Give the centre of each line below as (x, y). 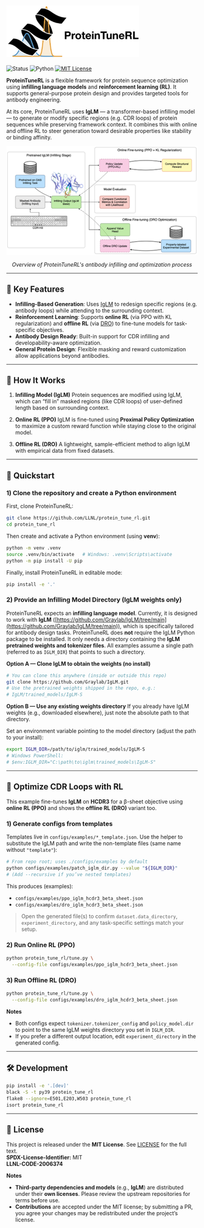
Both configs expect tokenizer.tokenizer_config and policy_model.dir (104, 1023)
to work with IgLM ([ (32, 619)
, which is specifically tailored (157, 626)
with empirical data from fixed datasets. (65, 451)
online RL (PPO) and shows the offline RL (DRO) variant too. (81, 808)
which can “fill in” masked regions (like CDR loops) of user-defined (99, 402)
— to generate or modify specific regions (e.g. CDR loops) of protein (92, 118)
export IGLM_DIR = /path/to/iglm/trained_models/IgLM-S (76, 749)
